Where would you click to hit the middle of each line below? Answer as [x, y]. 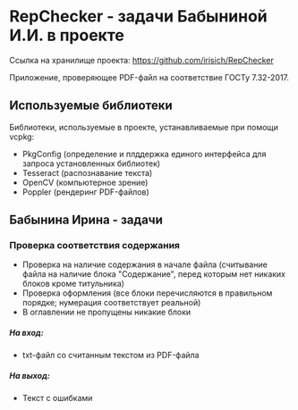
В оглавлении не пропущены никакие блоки [106, 312]
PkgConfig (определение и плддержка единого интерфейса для [144, 154]
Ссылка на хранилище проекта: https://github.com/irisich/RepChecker [142, 60]
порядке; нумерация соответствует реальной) [111, 303]
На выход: [30, 376]
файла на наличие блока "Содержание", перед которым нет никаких [154, 274]
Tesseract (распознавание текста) [87, 172]
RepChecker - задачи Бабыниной [139, 17]
